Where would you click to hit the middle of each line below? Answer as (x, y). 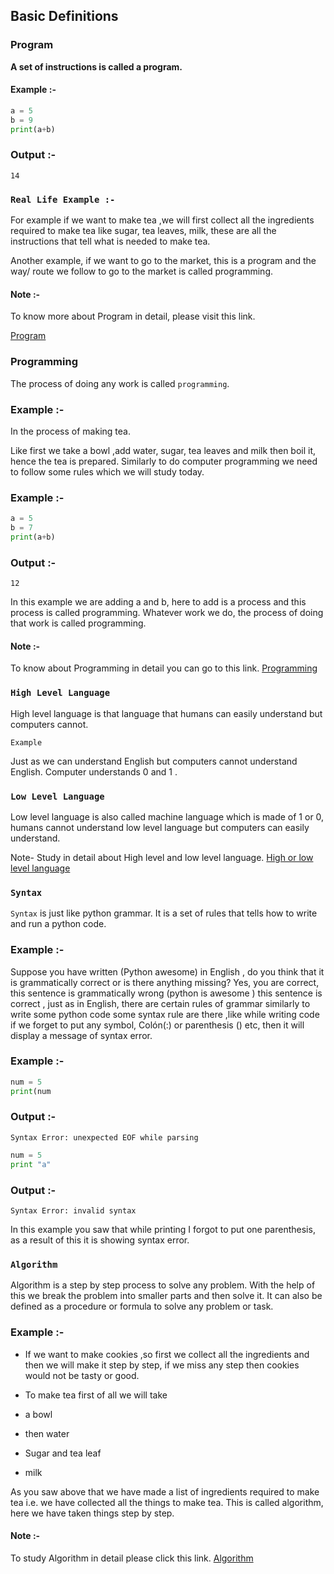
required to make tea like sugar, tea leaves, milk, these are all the (143, 231)
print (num (31, 1091)
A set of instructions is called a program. (96, 66)
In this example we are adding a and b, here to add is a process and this (158, 602)
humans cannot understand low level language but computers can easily (160, 827)
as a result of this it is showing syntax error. (100, 1240)
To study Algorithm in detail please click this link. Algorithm (132, 1558)
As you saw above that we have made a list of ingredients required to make (165, 1491)
